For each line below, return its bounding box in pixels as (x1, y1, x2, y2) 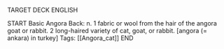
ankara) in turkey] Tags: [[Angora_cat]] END (7, 34, 134, 42)
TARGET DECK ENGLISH (7, 6, 78, 14)
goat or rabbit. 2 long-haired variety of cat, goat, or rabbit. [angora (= (7, 27, 208, 35)
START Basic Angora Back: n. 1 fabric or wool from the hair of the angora (7, 19, 217, 27)
